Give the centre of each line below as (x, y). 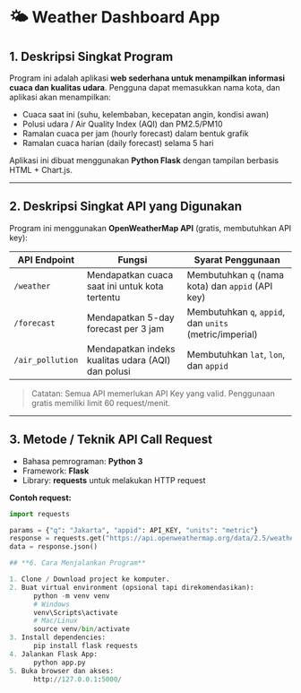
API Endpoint (46, 259)
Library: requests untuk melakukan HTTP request (114, 480)
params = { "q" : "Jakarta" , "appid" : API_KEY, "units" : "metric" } (133, 530)
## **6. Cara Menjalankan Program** (77, 563)
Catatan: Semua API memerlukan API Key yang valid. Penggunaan (153, 393)
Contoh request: (40, 498)
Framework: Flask (56, 471)
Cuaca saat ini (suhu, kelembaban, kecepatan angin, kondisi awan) (146, 114)
